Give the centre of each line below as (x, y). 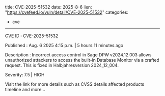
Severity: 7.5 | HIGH (25, 75)
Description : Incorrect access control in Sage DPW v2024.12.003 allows (78, 55)
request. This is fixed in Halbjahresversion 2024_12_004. (62, 65)
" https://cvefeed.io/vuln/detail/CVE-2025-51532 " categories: (67, 12)
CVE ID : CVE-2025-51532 (32, 36)
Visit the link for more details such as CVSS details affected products (75, 84)
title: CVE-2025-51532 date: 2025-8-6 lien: (49, 7)
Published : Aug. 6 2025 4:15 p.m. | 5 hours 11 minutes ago (64, 45)
